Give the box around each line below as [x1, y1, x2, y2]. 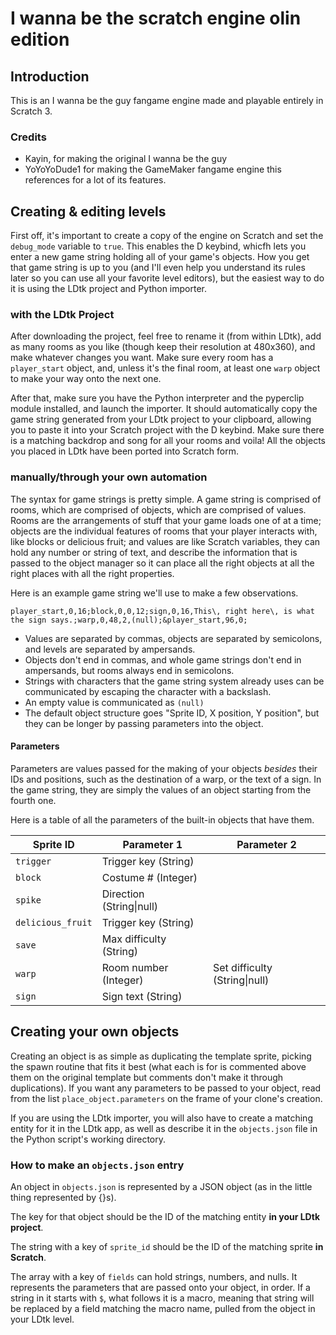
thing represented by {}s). [10, 1192, 117, 1204]
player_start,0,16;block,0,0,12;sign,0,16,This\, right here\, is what [10, 606, 315, 616]
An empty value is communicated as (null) [24, 696, 205, 708]
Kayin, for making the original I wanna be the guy [24, 153, 228, 165]
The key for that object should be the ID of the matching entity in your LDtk [10, 1211, 321, 1223]
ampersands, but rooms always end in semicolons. [24, 664, 235, 676]
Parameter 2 [236, 837, 297, 851]
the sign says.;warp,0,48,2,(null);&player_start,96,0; [10, 615, 248, 625]
